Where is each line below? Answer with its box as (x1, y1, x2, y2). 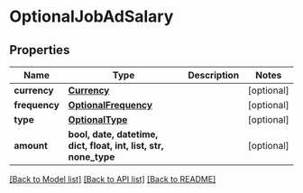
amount (14, 140, 48, 152)
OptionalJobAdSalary (9, 6, 174, 27)
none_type (68, 151, 115, 163)
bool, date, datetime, (68, 128, 159, 141)
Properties (9, 42, 70, 58)
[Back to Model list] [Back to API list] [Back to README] (9, 174, 216, 184)
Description (188, 69, 240, 81)
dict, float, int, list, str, (68, 140, 164, 152)
